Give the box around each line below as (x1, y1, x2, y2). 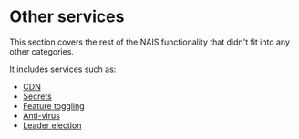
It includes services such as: (9, 64, 117, 74)
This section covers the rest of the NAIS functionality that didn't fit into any (9, 36, 290, 47)
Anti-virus (22, 110, 61, 121)
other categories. (9, 45, 75, 56)
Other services (9, 6, 125, 27)
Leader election (22, 120, 82, 131)
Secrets (22, 91, 52, 102)
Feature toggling (22, 100, 85, 111)
